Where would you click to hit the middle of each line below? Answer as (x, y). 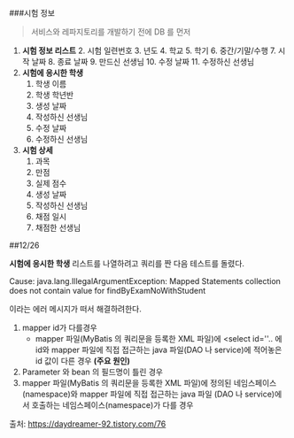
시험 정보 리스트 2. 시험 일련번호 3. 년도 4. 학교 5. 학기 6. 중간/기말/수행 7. (149, 50)
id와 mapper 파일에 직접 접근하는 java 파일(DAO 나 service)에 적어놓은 (159, 350)
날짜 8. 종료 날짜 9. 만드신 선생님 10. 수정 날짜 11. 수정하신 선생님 (143, 61)
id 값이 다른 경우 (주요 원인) (82, 361)
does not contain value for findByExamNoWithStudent (108, 291)
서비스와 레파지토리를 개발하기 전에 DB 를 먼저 (111, 32)
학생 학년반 (54, 95)
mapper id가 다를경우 (59, 327)
